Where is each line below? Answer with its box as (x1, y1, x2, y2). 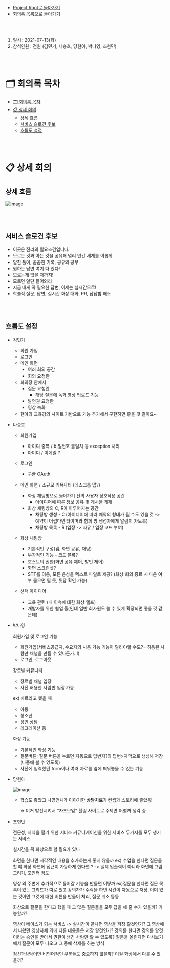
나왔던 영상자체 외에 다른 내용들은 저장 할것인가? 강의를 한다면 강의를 (18, 927, 154, 934)
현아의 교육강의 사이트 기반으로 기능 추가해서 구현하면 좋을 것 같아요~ (20, 411, 157, 417)
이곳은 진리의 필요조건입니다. (12, 246, 70, 252)
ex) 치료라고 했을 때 (12, 695, 52, 701)
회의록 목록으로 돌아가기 (12, 11, 61, 17)
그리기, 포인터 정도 (12, 870, 50, 876)
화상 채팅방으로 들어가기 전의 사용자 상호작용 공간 (27, 492, 125, 498)
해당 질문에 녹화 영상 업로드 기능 (35, 392, 99, 398)
